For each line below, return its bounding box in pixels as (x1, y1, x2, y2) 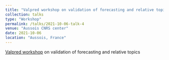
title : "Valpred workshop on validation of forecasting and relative (5, 7, 154, 12)
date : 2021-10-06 (5, 30, 42, 35)
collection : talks (5, 12, 44, 17)
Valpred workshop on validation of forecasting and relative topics (5, 48, 140, 55)
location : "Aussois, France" (5, 35, 66, 40)
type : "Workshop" (5, 16, 42, 21)
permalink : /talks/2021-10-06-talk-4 (5, 21, 84, 26)
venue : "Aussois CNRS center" (5, 26, 69, 31)
